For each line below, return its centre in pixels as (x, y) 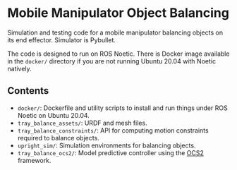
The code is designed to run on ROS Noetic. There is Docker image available (119, 54)
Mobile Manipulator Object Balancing (118, 13)
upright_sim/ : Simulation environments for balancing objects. (107, 145)
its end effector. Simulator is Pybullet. (62, 40)
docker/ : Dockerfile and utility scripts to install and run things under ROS (122, 108)
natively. (19, 68)
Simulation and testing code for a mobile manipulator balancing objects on (115, 32)
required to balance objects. (59, 138)
